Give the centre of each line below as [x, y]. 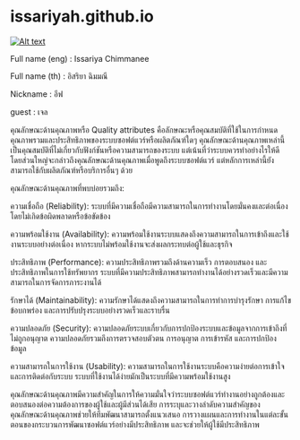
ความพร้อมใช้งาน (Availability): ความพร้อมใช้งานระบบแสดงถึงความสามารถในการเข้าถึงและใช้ [150, 234]
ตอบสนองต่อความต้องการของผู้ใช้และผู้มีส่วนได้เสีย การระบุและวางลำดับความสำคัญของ [135, 404]
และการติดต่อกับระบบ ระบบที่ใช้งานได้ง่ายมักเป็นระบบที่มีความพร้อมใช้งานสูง [120, 376]
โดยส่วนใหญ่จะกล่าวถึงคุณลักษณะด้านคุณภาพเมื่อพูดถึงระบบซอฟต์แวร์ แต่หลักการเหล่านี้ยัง [142, 160]
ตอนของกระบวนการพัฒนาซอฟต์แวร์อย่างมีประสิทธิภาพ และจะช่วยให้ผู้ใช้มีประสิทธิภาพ [135, 424]
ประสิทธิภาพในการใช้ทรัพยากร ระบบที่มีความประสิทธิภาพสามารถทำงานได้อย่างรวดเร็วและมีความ [150, 272]
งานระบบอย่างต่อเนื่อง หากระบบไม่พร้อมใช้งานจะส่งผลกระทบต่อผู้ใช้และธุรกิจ [121, 244]
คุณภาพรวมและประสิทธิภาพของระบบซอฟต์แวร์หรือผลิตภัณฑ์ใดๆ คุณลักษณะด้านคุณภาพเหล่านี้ [148, 140]
